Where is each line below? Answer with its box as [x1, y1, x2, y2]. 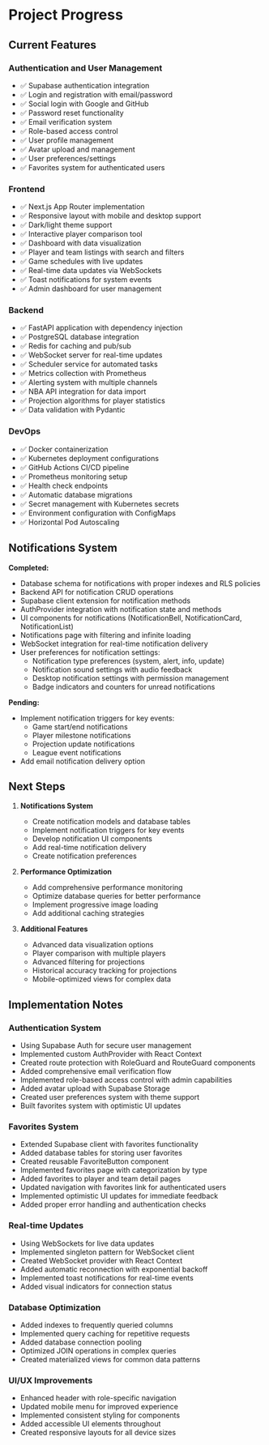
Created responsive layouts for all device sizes [19, 1428, 177, 1438]
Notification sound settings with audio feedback [32, 665, 193, 674]
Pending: [8, 697, 40, 707]
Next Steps [8, 780, 66, 793]
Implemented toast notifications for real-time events [19, 1272, 194, 1282]
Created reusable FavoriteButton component [19, 1156, 169, 1166]
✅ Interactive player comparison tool [19, 229, 143, 239]
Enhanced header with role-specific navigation [19, 1393, 177, 1403]
